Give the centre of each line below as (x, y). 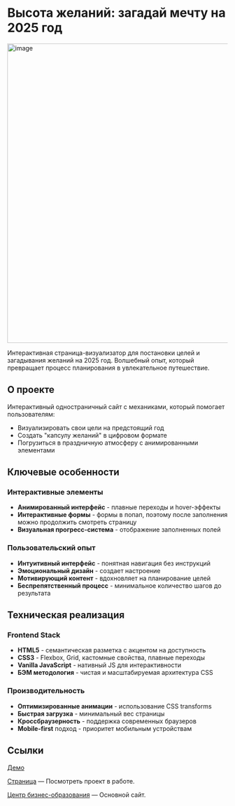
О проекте (31, 390)
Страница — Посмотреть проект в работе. (71, 781)
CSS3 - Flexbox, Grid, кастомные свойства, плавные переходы (111, 658)
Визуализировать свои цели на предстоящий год (91, 428)
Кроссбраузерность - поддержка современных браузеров (107, 721)
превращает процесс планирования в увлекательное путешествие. (108, 368)
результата (34, 593)
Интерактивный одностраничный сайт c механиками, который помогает (116, 407)
